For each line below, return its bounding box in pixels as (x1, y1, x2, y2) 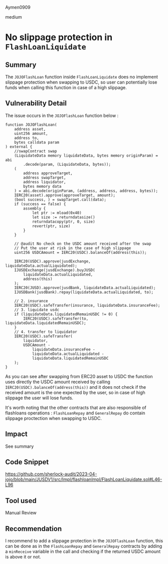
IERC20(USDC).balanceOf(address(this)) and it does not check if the (5, 384, 146, 390)
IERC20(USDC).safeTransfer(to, (23, 316, 89, 321)
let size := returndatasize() (32, 215, 95, 220)
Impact (5, 430, 28, 439)
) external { (5, 144, 33, 149)
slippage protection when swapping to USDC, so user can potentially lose (5, 79, 157, 85)
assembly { (23, 206, 46, 211)
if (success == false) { (14, 201, 66, 206)
